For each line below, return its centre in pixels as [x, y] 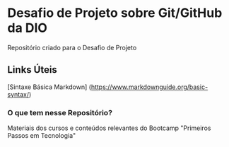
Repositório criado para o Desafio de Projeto [72, 47]
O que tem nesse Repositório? [60, 112]
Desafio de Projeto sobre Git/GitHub [115, 13]
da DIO [28, 28]
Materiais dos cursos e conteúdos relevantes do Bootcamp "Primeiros [109, 128]
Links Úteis [33, 70]
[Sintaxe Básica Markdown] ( [49, 87]
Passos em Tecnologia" [42, 136]
